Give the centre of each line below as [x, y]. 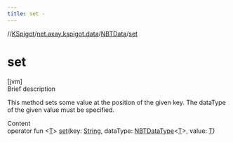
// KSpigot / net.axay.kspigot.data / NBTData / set [73, 34]
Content [19, 123]
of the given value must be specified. [61, 110]
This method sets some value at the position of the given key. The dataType [116, 102]
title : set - [26, 14]
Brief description [32, 89]
